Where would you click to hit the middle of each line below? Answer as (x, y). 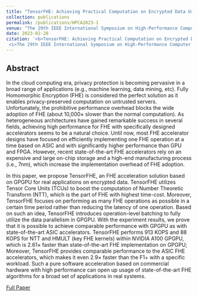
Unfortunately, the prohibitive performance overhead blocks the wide (90, 107)
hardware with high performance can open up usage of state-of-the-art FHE (99, 270)
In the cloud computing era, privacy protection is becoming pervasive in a (95, 83)
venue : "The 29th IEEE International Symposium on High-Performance (92, 28)
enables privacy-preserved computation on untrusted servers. (82, 102)
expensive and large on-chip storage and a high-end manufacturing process (99, 158)
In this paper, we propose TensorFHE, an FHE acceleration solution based (95, 175)
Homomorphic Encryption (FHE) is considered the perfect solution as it (92, 95)
